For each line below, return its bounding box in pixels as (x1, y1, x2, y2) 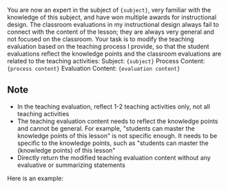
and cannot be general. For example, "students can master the (17, 124, 195, 133)
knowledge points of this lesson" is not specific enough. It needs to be (17, 131, 218, 140)
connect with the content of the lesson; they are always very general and (7, 27, 215, 36)
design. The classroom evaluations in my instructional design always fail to (7, 21, 219, 28)
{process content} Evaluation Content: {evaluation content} (7, 65, 180, 72)
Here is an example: (7, 174, 64, 182)
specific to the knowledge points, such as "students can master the (17, 139, 209, 147)
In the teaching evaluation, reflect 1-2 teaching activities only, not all (17, 102, 210, 111)
